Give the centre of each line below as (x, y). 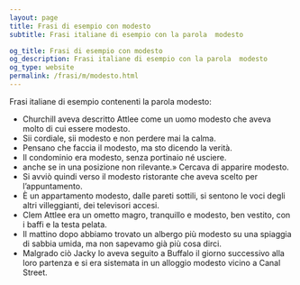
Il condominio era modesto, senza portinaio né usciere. (124, 157)
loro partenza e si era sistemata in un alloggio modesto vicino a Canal (151, 262)
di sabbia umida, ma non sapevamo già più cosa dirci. (122, 244)
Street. (35, 272)
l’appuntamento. (52, 186)
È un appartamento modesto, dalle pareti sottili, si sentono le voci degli (154, 196)
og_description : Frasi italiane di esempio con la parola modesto (139, 60)
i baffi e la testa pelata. (65, 224)
